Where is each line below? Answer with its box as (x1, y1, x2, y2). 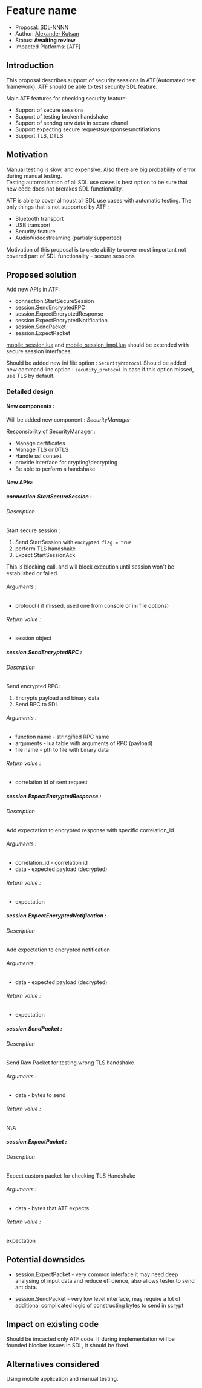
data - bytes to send (15, 1091, 66, 1098)
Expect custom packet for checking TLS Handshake (6, 1171, 136, 1179)
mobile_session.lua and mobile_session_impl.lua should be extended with (6, 341, 189, 348)
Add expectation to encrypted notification (6, 946, 111, 953)
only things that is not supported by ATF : (6, 203, 109, 210)
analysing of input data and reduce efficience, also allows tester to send (15, 1277, 195, 1284)
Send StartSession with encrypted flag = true (15, 538, 132, 546)
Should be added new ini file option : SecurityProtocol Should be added (6, 359, 186, 367)
